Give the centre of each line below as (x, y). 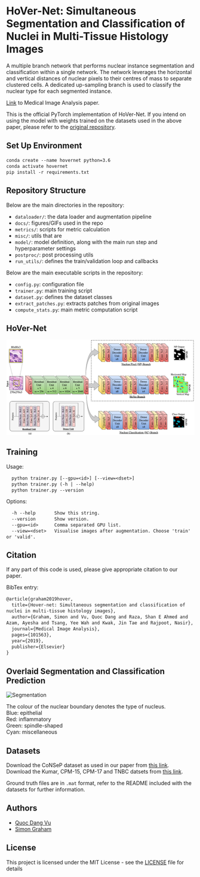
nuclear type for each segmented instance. (59, 91)
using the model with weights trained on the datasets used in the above (94, 120)
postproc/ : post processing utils (54, 255)
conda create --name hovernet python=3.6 (59, 160)
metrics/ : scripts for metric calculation (62, 229)
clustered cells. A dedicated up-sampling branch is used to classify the (93, 84)
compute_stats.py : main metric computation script (76, 310)
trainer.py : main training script (53, 291)
